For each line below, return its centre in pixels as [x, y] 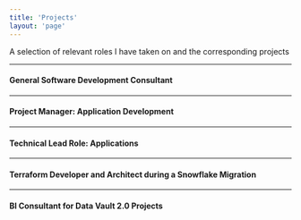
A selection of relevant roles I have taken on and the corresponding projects [149, 51]
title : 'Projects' [43, 17]
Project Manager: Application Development [92, 112]
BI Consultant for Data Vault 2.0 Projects [86, 206]
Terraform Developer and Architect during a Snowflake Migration [133, 174]
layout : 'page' [38, 26]
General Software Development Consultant [91, 80]
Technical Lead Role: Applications [74, 143]
